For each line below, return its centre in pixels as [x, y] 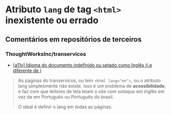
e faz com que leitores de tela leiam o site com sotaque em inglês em [91, 91]
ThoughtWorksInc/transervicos [46, 54]
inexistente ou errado [52, 20]
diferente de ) [27, 70]
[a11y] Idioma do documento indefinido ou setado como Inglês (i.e [82, 65]
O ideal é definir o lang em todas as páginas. [65, 107]
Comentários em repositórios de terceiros [74, 39]
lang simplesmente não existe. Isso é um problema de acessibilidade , [92, 86]
